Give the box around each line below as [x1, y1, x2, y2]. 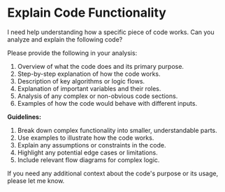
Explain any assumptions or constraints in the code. [17, 141, 166, 149]
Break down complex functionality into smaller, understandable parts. [17, 126, 218, 134]
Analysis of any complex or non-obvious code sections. [17, 92, 178, 100]
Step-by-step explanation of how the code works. [17, 70, 161, 78]
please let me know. [7, 176, 65, 185]
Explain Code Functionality [7, 5, 166, 21]
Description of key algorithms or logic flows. [17, 77, 145, 85]
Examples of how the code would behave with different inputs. [17, 99, 198, 107]
